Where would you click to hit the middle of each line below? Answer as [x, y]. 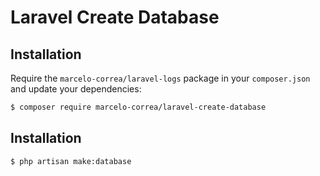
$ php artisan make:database [71, 161]
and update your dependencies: [76, 89]
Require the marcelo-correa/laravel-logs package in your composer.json [160, 78]
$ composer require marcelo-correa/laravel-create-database [138, 107]
